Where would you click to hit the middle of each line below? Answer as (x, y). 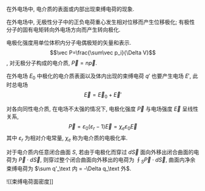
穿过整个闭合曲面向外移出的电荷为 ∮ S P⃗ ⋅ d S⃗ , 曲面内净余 (122, 160)
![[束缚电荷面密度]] (30, 181)
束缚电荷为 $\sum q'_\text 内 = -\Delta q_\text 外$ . (69, 168)
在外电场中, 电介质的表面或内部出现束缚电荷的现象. (70, 9)
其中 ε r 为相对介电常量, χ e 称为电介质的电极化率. (67, 139)
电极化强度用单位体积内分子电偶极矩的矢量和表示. (69, 43)
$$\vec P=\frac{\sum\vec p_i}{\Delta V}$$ (103, 53)
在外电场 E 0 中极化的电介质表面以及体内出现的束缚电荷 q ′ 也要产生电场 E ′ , (99, 77)
